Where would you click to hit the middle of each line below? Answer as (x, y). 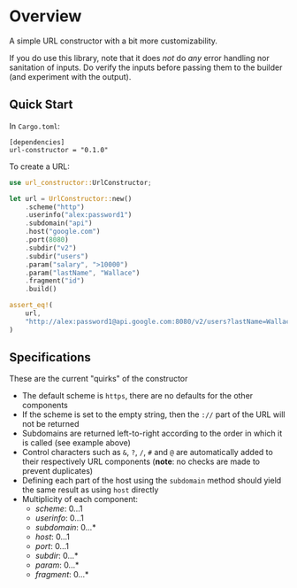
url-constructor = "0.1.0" (59, 150)
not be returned (50, 424)
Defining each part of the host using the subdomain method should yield (152, 481)
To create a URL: (40, 166)
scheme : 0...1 (59, 509)
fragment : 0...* (62, 575)
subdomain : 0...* (65, 528)
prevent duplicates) (57, 471)
